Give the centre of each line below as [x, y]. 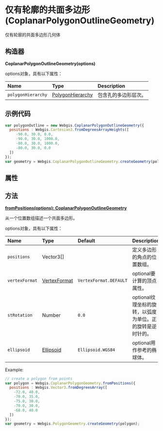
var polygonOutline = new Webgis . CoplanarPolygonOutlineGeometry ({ [75, 125]
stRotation [20, 315]
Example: [14, 370]
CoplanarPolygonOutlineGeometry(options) [50, 63]
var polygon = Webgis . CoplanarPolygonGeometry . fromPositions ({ [70, 383]
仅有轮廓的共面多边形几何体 [33, 35]
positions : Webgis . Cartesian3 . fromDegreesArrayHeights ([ [69, 130]
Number [51, 315]
